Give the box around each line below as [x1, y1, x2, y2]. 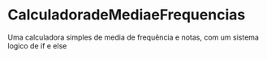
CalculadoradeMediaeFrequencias [7, 6, 246, 24]
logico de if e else [7, 40, 67, 50]
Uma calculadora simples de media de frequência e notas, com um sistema [7, 32, 259, 42]
